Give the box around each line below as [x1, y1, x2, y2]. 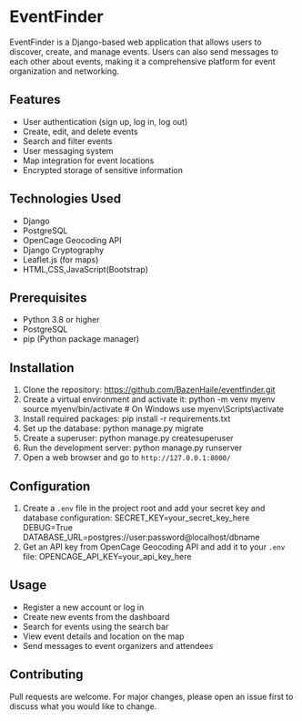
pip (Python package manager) [22, 334, 140, 345]
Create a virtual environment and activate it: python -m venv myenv [22, 394, 276, 405]
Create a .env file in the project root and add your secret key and [22, 503, 266, 513]
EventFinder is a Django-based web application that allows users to [9, 36, 262, 47]
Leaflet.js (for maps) [22, 253, 99, 265]
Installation [9, 360, 75, 376]
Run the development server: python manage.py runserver [22, 442, 243, 453]
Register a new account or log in [22, 602, 145, 613]
